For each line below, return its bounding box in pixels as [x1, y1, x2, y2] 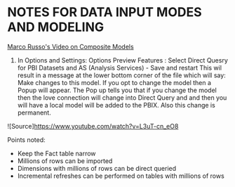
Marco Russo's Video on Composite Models [7, 42, 135, 51]
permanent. [17, 108, 51, 117]
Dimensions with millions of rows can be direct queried [17, 164, 177, 172]
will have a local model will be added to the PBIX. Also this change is [17, 101, 215, 109]
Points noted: [7, 135, 46, 144]
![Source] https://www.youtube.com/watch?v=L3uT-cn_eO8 [7, 122, 179, 130]
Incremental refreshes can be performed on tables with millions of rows [17, 172, 224, 180]
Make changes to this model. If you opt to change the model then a [17, 78, 212, 86]
